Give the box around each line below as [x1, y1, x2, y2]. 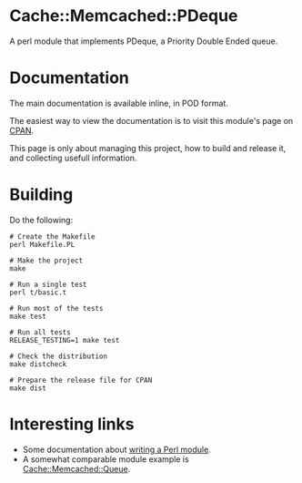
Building [9, 184, 74, 205]
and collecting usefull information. [9, 152, 137, 163]
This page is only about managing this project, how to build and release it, [9, 142, 287, 153]
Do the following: [9, 214, 74, 225]
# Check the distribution [9, 352, 107, 361]
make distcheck [9, 359, 67, 369]
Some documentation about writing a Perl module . [22, 444, 211, 455]
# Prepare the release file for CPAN [9, 375, 153, 385]
